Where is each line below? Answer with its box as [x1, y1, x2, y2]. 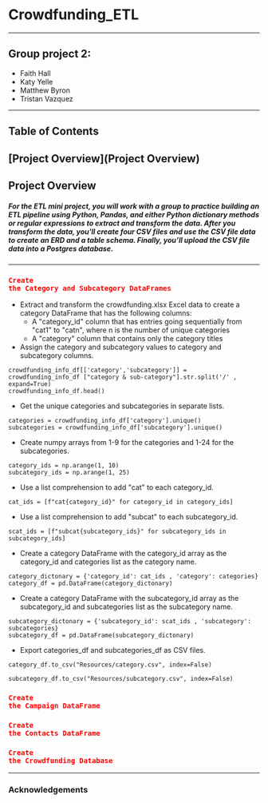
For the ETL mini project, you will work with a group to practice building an [8, 201, 260, 211]
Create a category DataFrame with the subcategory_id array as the [19, 594, 239, 603]
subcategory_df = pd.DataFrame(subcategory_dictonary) [8, 631, 195, 640]
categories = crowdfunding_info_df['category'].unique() [8, 417, 202, 425]
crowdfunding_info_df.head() [8, 388, 105, 396]
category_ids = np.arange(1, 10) [8, 462, 120, 470]
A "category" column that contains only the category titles [31, 334, 223, 344]
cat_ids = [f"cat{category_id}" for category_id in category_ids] [8, 498, 234, 507]
